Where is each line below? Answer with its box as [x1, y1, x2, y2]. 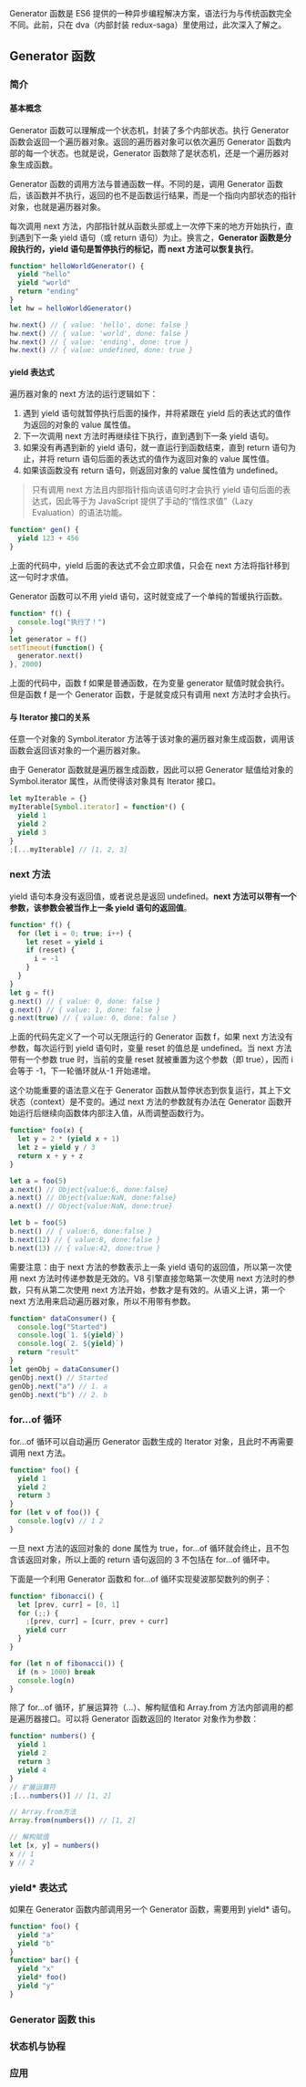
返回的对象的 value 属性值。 [30, 419, 137, 431]
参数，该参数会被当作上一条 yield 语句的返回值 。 [9, 902, 192, 913]
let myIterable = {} [9, 794, 88, 803]
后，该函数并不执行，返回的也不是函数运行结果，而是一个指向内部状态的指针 [9, 190, 297, 201]
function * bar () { [9, 1956, 79, 1965]
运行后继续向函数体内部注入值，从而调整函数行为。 [16, 1108, 209, 1119]
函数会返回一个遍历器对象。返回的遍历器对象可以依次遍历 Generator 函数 [9, 136, 284, 147]
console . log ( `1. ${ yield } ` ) [17, 1330, 125, 1340]
